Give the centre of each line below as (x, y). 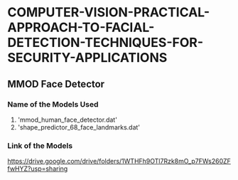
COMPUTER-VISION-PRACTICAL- (109, 12)
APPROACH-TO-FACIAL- (81, 27)
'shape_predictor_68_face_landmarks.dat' (79, 127)
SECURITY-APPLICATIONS (87, 58)
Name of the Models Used (53, 104)
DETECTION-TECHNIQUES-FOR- (106, 43)
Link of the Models (40, 145)
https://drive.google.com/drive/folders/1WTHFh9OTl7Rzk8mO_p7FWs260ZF (119, 162)
